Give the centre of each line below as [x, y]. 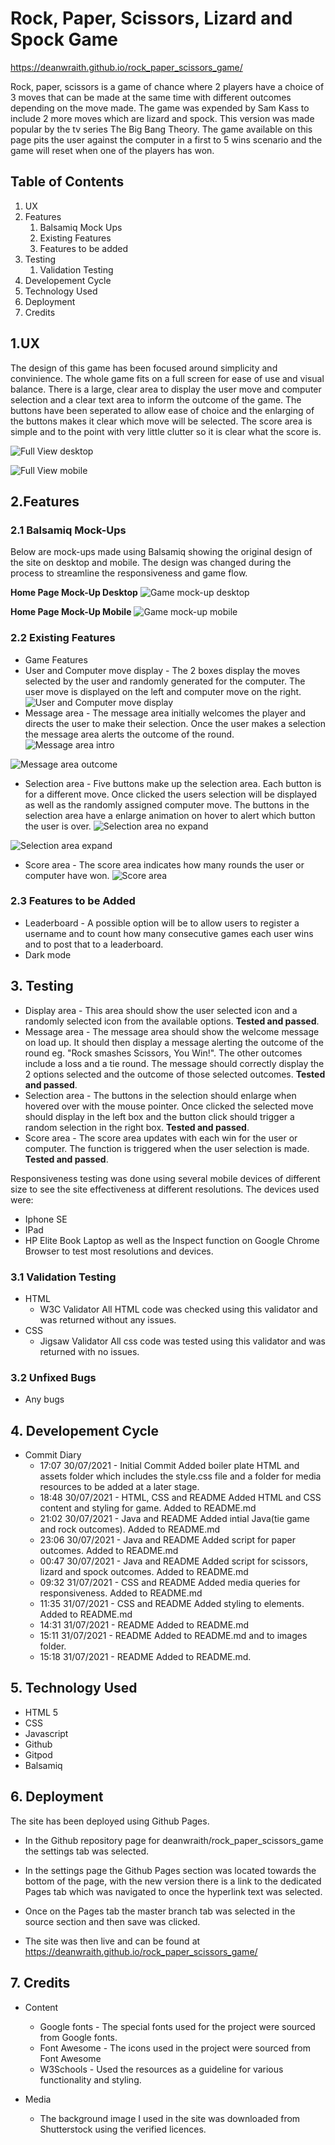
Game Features [56, 659]
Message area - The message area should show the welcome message [172, 1031]
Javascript [46, 1733]
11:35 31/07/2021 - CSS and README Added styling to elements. [172, 1604]
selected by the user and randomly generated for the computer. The [165, 681]
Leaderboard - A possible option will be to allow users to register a [162, 923]
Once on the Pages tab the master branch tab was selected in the [160, 1911]
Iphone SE [46, 1219]
